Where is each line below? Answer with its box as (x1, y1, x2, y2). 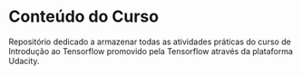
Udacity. (8, 55, 40, 66)
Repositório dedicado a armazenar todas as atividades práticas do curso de (8, 36, 291, 47)
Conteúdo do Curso (8, 6, 160, 27)
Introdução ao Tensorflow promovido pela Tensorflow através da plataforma (8, 45, 294, 56)
